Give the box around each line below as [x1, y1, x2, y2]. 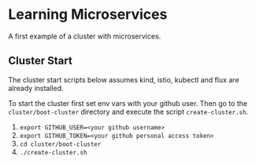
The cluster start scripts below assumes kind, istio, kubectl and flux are [8, 75, 239, 84]
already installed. [8, 83, 65, 93]
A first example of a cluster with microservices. [8, 31, 161, 41]
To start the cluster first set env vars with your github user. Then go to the [8, 98, 248, 108]
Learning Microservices [8, 5, 168, 24]
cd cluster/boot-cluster [19, 140, 102, 148]
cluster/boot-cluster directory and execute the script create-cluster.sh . [8, 107, 249, 116]
